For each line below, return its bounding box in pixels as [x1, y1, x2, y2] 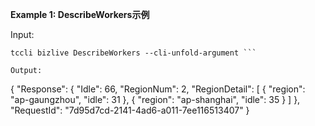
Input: [10, 29, 35, 40]
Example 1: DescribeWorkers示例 [10, 9, 150, 20]
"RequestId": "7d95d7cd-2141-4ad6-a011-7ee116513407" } [10, 104, 250, 116]
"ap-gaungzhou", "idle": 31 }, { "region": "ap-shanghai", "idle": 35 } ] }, [10, 94, 301, 105]
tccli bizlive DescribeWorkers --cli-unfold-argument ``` [10, 48, 257, 58]
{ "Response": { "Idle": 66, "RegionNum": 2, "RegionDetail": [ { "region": [10, 83, 306, 95]
